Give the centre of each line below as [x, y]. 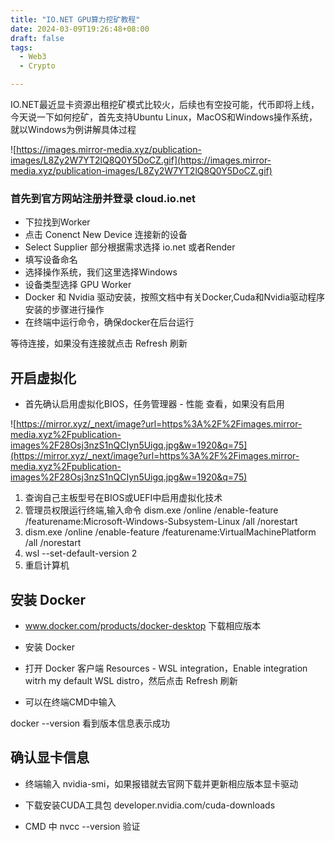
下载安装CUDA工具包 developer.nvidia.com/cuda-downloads [150, 805]
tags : [21, 47]
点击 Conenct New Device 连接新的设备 [106, 235]
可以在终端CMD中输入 [70, 702]
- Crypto [37, 66]
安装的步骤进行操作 [64, 310]
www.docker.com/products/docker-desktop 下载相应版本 [143, 625]
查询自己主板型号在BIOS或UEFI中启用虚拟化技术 [123, 498]
